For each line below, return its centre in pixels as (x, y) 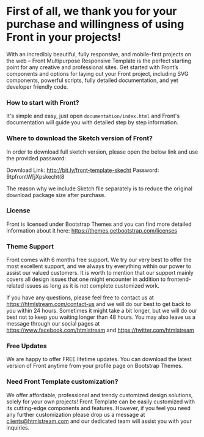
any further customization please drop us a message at (76, 414)
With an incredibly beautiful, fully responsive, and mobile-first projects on (99, 54)
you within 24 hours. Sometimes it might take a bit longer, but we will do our (102, 311)
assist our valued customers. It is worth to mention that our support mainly (100, 273)
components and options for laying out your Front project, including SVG (97, 73)
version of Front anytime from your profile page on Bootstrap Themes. (95, 366)
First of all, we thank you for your (92, 11)
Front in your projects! (64, 37)
